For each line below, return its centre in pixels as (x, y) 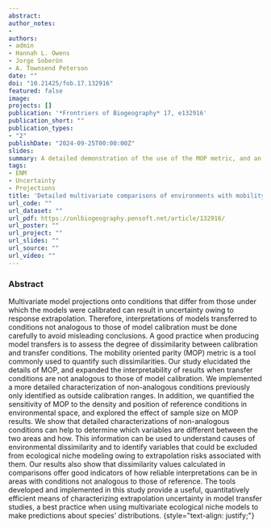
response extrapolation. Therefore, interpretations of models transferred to (133, 318)
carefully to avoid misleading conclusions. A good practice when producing (134, 335)
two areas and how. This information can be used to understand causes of (132, 438)
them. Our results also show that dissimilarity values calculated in (117, 464)
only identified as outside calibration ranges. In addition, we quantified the (131, 395)
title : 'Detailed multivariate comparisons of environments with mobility (137, 195)
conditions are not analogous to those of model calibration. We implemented (135, 378)
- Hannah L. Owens (39, 53)
